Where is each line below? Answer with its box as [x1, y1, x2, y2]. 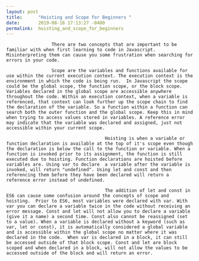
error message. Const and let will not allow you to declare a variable [6, 209, 191, 215]
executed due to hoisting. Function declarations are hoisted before [6, 156, 183, 163]
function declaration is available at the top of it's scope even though [6, 141, 194, 147]
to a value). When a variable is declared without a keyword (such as [6, 219, 185, 225]
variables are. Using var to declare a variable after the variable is [6, 161, 191, 167]
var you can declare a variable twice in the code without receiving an [6, 203, 191, 209]
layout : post [6, 8, 39, 15]
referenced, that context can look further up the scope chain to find [6, 99, 188, 105]
